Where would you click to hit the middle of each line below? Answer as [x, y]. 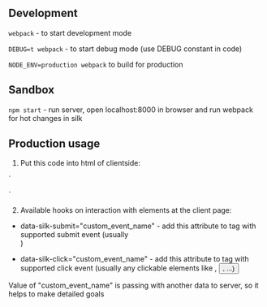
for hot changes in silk [45, 118]
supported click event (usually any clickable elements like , [118, 268]
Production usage [54, 144]
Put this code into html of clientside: [80, 163]
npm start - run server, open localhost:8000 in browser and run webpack [131, 110]
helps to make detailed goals [56, 294]
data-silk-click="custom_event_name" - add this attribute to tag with [134, 259]
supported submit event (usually [74, 235]
